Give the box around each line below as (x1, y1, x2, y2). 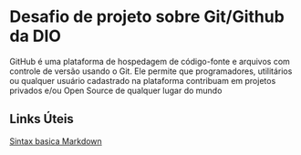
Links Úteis (9, 111, 75, 127)
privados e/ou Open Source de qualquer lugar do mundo (9, 85, 223, 96)
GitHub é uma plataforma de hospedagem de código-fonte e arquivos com (9, 56, 290, 67)
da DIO (9, 26, 62, 46)
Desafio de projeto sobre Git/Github (9, 6, 285, 27)
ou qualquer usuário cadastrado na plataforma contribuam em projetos (9, 75, 276, 86)
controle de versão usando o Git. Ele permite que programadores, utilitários (9, 66, 293, 77)
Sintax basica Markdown (9, 135, 102, 147)
